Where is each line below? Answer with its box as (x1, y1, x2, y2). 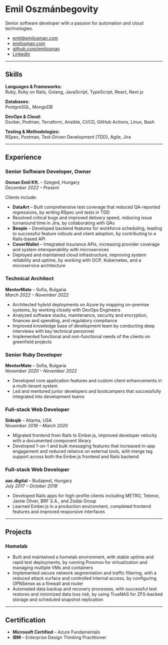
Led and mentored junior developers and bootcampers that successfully (12, 388, 161, 394)
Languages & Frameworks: (5, 84, 62, 90)
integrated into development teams (12, 394, 85, 400)
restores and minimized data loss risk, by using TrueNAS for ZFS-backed (12, 591, 163, 597)
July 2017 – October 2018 (5, 483, 57, 489)
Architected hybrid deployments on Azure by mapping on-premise (12, 301, 149, 307)
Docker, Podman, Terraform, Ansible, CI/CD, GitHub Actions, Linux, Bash (5, 119, 155, 125)
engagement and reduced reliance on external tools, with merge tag (12, 448, 153, 454)
